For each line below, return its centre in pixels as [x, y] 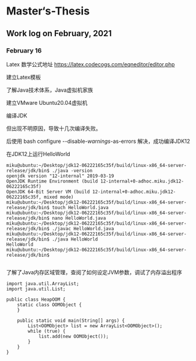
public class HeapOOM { [36, 300]
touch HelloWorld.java [81, 207]
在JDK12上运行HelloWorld [38, 154]
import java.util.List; [36, 289]
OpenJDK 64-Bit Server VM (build [48, 192]
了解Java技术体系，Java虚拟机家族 [50, 90]
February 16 [24, 51]
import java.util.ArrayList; [43, 284]
